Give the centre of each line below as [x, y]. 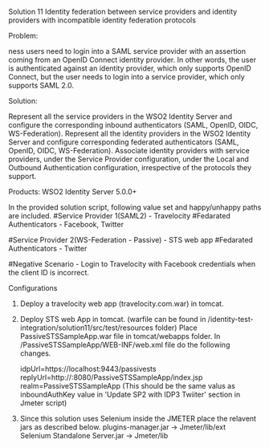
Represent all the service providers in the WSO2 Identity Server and [120, 116]
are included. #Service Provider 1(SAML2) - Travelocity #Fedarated [119, 216]
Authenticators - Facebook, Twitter [66, 224]
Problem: [23, 36]
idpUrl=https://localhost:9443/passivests [88, 369]
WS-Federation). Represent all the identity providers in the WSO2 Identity [130, 133]
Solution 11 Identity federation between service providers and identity [123, 12]
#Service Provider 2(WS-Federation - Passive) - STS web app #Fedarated [130, 240]
